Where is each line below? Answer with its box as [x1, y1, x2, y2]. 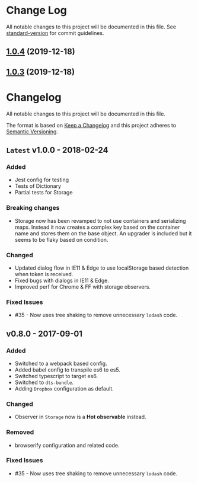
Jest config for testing [14, 176, 69, 184]
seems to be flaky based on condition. [14, 236, 108, 243]
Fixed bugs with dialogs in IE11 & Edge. [14, 277, 110, 284]
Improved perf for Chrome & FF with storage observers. [14, 283, 151, 290]
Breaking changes [6, 204, 60, 212]
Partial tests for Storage [14, 189, 73, 196]
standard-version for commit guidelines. [6, 29, 104, 36]
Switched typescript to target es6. [14, 372, 98, 379]
